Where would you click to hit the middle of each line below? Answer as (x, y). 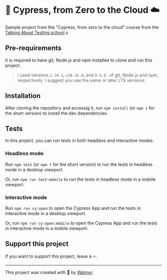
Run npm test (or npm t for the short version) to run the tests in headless (79, 164)
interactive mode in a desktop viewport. (46, 213)
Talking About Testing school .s (37, 32)
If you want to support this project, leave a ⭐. (51, 256)
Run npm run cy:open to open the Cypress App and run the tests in (73, 208)
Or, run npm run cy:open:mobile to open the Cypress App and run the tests (81, 223)
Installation (23, 96)
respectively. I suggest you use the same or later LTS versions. (81, 80)
